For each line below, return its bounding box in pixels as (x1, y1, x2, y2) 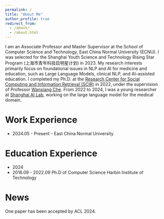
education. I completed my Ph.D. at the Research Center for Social (5, 76, 140, 82)
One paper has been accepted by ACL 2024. (5, 208, 96, 214)
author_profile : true (5, 16, 50, 21)
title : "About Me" (5, 12, 43, 17)
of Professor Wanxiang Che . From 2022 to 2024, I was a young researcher (5, 87, 157, 92)
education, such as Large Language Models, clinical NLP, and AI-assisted (5, 71, 155, 76)
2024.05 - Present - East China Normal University (12, 130, 114, 136)
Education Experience (5, 148, 98, 159)
